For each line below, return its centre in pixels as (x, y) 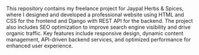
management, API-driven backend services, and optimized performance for (99, 39)
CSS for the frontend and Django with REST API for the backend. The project (99, 21)
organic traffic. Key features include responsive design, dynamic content (95, 33)
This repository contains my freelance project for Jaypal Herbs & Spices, (95, 8)
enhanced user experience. (40, 46)
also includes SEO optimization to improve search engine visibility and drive (98, 27)
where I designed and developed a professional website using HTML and (95, 15)
